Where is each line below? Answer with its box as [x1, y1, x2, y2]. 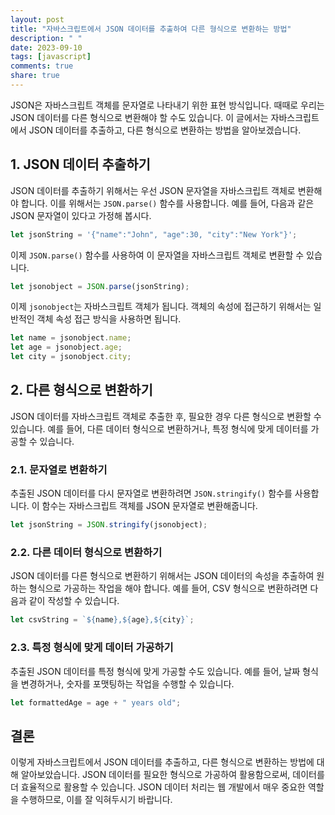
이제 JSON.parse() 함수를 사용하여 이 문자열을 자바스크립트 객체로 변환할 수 [10, 249, 305, 261]
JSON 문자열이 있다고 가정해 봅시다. [10, 209, 152, 221]
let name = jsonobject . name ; [10, 333, 132, 343]
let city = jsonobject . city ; [10, 352, 132, 362]
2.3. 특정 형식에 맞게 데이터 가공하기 [10, 641, 174, 655]
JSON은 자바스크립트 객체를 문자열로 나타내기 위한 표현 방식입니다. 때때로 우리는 [10, 99, 325, 111]
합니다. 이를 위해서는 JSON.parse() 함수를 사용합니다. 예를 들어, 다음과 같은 [20, 197, 315, 209]
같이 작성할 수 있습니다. [28, 595, 120, 607]
